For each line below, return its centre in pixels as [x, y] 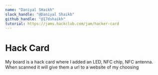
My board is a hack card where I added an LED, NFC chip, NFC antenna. [79, 62]
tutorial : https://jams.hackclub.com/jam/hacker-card [62, 24]
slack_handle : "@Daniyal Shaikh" [40, 14]
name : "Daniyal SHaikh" [30, 10]
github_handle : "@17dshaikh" [35, 19]
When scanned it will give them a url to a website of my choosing [72, 67]
